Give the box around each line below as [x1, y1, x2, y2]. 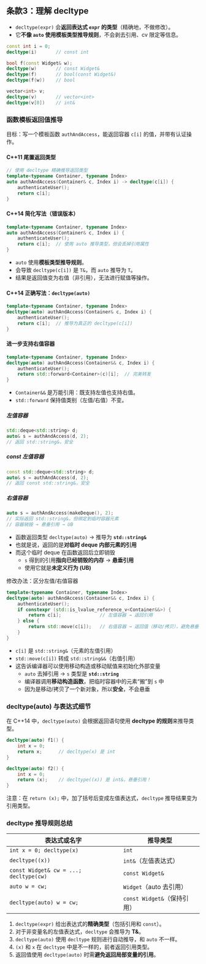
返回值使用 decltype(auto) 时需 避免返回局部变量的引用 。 [15, 951, 159, 958]
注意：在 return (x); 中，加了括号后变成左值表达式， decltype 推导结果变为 [6, 795, 197, 802]
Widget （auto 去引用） [123, 883, 188, 892]
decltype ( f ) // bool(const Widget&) [6, 71, 116, 78]
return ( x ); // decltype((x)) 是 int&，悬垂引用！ [17, 777, 151, 783]
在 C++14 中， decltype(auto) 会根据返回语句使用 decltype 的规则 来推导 [6, 717, 189, 725]
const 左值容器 [6, 453, 44, 461]
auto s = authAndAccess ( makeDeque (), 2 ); [6, 510, 114, 516]
